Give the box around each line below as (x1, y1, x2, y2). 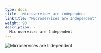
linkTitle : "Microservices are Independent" (5, 16, 97, 21)
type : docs (5, 7, 27, 12)
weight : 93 (5, 20, 27, 26)
